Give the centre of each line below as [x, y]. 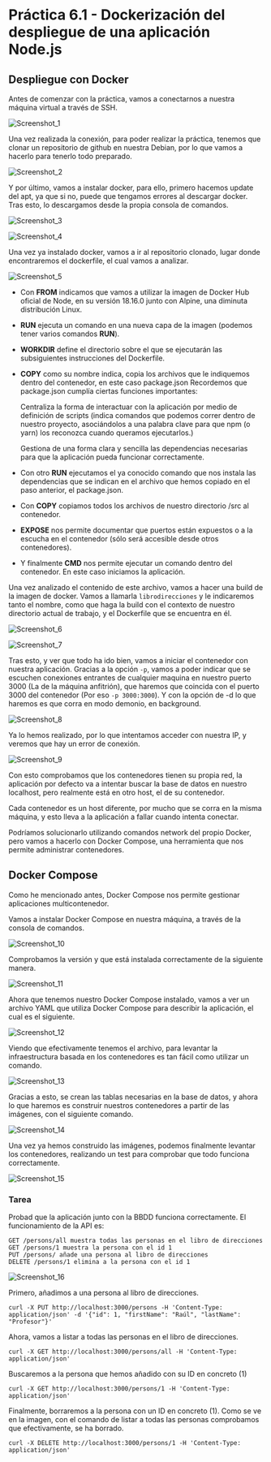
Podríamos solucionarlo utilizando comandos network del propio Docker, [130, 832]
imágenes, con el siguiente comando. [71, 1114]
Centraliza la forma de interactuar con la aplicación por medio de [129, 407]
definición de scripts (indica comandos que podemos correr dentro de [138, 415]
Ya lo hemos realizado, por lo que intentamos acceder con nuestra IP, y [128, 735]
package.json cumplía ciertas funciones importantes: [109, 391]
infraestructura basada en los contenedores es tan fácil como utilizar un [129, 1056]
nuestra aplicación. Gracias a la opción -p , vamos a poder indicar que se [130, 669]
